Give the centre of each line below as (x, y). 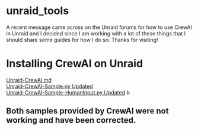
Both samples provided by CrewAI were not (87, 111)
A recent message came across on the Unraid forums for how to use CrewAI (99, 27)
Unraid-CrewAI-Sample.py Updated (49, 86)
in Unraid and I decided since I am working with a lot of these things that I (96, 33)
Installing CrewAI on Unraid (75, 64)
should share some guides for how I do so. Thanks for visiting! (82, 40)
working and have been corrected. (71, 120)
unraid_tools (38, 11)
